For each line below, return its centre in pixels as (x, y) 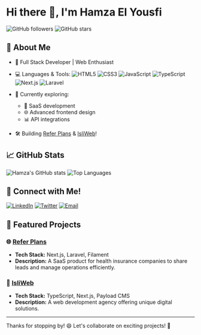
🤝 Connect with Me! (44, 191)
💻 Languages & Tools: (42, 74)
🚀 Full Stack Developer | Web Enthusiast (64, 62)
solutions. (27, 309)
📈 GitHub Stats (35, 155)
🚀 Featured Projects (44, 225)
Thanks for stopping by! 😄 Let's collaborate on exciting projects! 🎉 (89, 326)
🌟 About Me (28, 48)
